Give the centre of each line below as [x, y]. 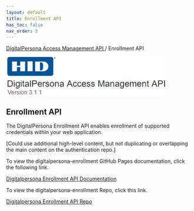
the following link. [27, 168]
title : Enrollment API [34, 19]
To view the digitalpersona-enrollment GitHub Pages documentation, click [96, 161]
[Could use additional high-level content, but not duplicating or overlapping [97, 143]
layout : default [26, 12]
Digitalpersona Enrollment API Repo [49, 202]
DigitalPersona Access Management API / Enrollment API [75, 48]
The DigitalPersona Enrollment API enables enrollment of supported [88, 126]
